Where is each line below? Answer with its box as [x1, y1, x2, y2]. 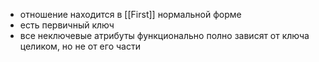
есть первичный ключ [19, 19, 115, 31]
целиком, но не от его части [19, 40, 141, 52]
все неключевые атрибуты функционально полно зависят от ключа [19, 30, 310, 41]
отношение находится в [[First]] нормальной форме [19, 9, 242, 20]
